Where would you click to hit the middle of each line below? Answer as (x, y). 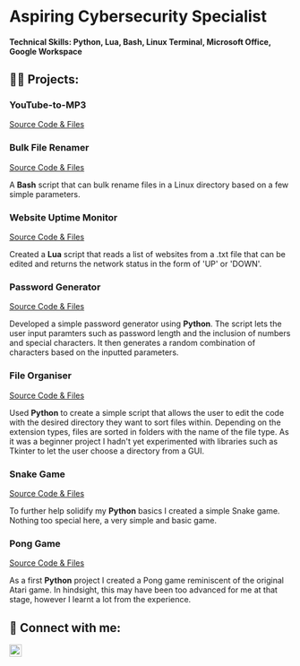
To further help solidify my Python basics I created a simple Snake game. (145, 510)
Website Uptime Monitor (64, 217)
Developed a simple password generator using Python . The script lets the (146, 324)
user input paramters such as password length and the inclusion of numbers (150, 333)
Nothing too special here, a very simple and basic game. (113, 520)
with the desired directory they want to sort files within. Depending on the (145, 422)
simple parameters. (45, 194)
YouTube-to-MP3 (48, 105)
